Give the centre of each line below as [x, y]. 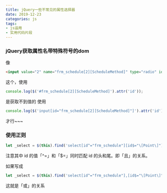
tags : [11, 24]
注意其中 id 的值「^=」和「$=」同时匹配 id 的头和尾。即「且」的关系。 [78, 156]
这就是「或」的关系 [25, 186]
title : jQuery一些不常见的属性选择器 [40, 10]
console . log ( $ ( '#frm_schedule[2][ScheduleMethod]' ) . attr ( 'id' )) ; [74, 92]
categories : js [21, 19]
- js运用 [14, 28]
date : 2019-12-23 [24, 14]
